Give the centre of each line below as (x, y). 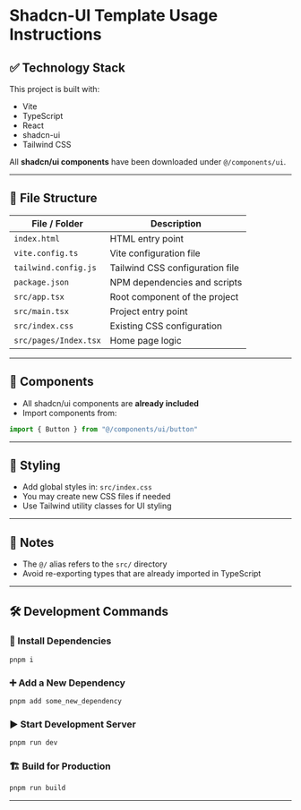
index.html (37, 239)
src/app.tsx (39, 297)
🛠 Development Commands (89, 611)
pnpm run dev (34, 743)
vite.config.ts (46, 253)
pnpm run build (38, 789)
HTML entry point (147, 238)
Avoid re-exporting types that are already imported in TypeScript (142, 574)
